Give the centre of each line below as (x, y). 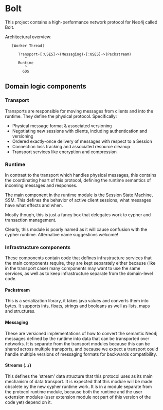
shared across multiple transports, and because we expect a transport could (82, 349)
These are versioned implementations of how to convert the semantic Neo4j (81, 333)
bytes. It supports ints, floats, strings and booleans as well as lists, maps (78, 306)
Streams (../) (18, 365)
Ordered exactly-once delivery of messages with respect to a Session (82, 141)
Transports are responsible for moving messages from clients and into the (79, 111)
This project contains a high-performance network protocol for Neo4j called (81, 22)
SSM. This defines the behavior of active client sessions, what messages (78, 200)
